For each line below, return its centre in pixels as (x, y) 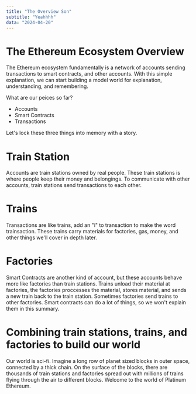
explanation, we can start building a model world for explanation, (84, 80)
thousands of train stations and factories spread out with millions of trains (95, 373)
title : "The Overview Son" (39, 11)
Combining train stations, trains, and (97, 332)
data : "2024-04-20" (30, 22)
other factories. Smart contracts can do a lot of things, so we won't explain (96, 303)
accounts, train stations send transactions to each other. (74, 185)
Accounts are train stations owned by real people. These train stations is (93, 173)
